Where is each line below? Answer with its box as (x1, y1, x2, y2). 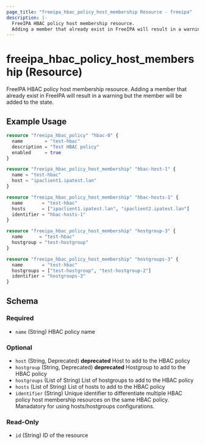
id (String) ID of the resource (15, 432, 88, 439)
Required (6, 314, 34, 323)
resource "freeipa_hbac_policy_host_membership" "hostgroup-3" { (6, 228, 176, 234)
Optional (6, 343, 32, 351)
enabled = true (12, 149, 62, 156)
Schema (6, 296, 38, 306)
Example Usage (6, 116, 67, 127)
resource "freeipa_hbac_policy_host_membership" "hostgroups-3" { (6, 256, 179, 262)
